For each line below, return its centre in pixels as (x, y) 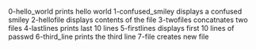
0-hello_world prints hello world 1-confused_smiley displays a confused (125, 11)
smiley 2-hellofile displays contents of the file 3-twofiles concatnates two (128, 20)
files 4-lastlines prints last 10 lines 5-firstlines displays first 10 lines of (121, 28)
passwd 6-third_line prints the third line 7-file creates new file (109, 36)
